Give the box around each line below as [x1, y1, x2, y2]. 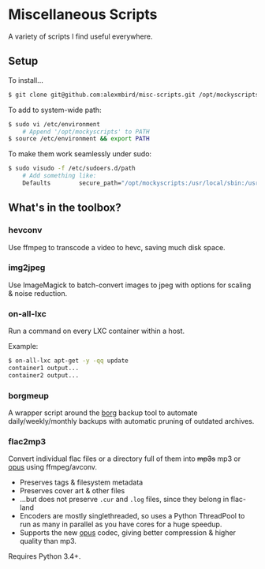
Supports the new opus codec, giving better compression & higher [19, 528, 237, 537]
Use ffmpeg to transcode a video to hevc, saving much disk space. [8, 242, 226, 252]
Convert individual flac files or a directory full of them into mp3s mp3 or [8, 454, 241, 463]
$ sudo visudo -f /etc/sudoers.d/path [8, 164, 136, 173]
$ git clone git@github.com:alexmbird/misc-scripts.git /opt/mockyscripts [8, 91, 259, 99]
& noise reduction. [8, 288, 68, 298]
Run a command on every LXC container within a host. [8, 326, 185, 336]
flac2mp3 [8, 436, 47, 447]
